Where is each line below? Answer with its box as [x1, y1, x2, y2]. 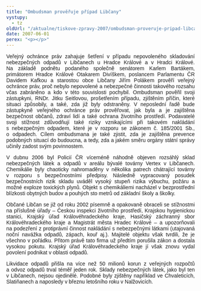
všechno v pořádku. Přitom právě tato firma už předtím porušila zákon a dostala [6, 237, 195, 244]
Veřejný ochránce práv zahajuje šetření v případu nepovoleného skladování [6, 53, 195, 60]
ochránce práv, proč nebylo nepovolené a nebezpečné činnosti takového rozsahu [6, 83, 195, 90]
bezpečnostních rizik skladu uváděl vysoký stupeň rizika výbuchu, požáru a [6, 178, 195, 184]
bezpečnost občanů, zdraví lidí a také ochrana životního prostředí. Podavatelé [6, 113, 195, 120]
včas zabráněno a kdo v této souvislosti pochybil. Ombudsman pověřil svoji [6, 89, 195, 96]
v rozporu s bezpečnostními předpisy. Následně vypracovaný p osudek [6, 172, 196, 178]
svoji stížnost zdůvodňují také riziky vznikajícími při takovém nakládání [6, 119, 195, 126]
